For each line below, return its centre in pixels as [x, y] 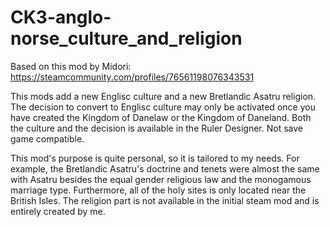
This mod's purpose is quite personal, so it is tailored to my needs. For [155, 158]
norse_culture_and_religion [126, 38]
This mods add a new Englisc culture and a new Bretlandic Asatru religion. [163, 96]
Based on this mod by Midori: [71, 66]
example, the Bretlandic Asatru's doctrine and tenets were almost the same [165, 168]
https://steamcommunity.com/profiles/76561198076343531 [132, 77]
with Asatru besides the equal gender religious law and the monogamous [161, 179]
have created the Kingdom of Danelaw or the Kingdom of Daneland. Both [161, 117]
